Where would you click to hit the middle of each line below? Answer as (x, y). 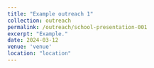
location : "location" (39, 54)
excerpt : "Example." (38, 34)
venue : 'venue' (30, 47)
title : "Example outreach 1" (50, 14)
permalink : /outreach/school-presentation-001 (77, 27)
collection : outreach (39, 21)
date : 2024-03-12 (33, 40)
